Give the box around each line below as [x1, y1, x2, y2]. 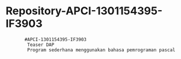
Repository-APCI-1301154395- [5, 4, 163, 18]
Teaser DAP [27, 42, 55, 48]
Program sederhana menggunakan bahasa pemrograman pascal [27, 46, 176, 53]
